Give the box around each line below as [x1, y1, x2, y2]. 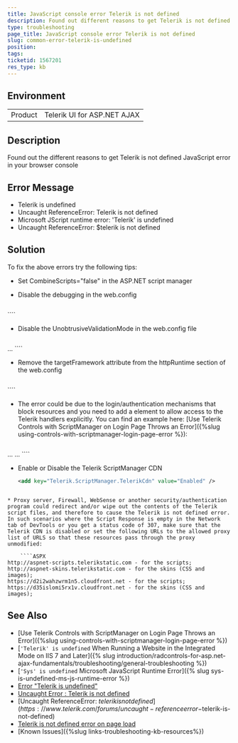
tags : [7, 51, 23, 58]
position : [7, 43, 37, 51]
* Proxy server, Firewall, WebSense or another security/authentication [7, 496, 227, 503]
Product [11, 110, 38, 120]
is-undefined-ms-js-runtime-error [17, 674, 117, 682]
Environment [7, 90, 66, 102]
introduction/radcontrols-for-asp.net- [117, 651, 226, 660]
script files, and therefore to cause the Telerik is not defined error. [7, 509, 231, 516]
